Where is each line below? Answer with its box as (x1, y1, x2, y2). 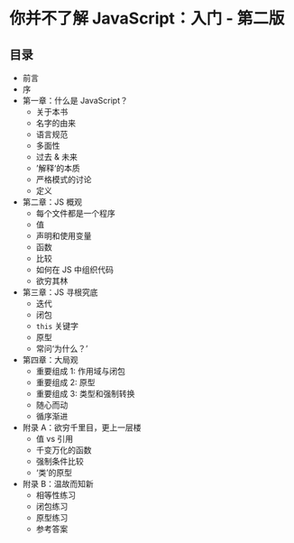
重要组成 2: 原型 (35, 377, 96, 388)
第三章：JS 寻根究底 (22, 287, 98, 298)
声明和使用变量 (35, 231, 92, 241)
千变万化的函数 (35, 445, 92, 456)
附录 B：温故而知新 (22, 479, 94, 489)
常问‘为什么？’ (35, 344, 88, 354)
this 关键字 (35, 321, 79, 331)
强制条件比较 (35, 456, 84, 466)
